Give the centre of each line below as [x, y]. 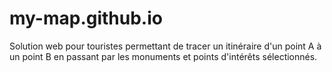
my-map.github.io [86, 18]
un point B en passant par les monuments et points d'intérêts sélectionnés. [163, 56]
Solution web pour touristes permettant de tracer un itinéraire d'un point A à [165, 46]
